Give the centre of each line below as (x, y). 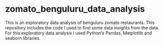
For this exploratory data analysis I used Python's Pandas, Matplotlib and (79, 33)
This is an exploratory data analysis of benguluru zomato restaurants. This (80, 22)
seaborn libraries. (23, 38)
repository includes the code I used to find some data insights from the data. (82, 27)
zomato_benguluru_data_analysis (75, 9)
